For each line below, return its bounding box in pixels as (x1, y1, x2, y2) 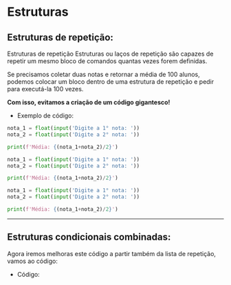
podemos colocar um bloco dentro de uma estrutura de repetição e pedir (7, 78, 214, 86)
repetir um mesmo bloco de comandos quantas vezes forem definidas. (7, 57, 208, 65)
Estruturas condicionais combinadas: (7, 231, 171, 243)
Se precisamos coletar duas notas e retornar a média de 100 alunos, (7, 70, 201, 78)
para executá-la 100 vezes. (7, 85, 84, 93)
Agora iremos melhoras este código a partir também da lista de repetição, (7, 249, 217, 258)
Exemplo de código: (16, 111, 74, 119)
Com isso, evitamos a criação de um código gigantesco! (7, 98, 170, 106)
